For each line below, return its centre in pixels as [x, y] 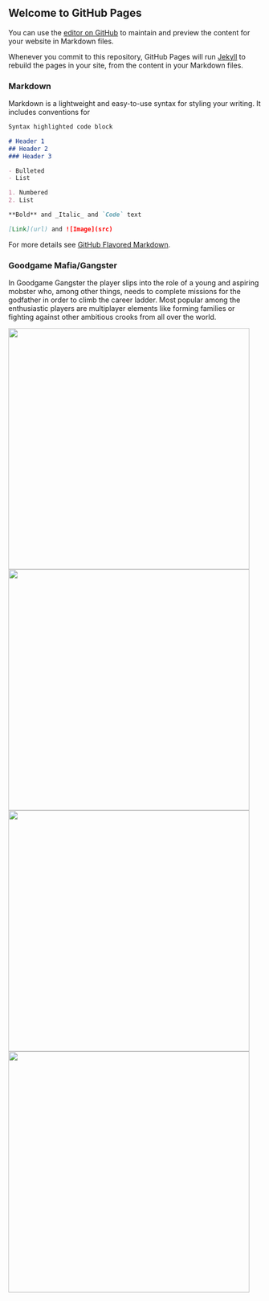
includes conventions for [49, 113]
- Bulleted [26, 171]
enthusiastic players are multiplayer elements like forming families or [122, 309]
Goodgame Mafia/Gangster [63, 265]
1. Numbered [28, 193]
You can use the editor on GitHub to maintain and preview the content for [129, 32]
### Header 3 [30, 156]
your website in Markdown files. [61, 41]
